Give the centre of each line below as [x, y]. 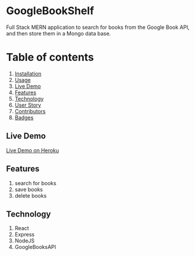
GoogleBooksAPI [35, 247]
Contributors [30, 111]
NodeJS [25, 241]
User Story [28, 105]
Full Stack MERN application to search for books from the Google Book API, [98, 27]
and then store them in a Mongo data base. [58, 33]
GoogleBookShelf [50, 11]
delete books [31, 195]
